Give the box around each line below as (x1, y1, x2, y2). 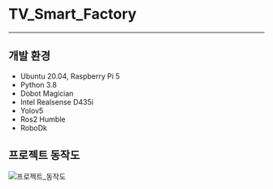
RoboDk (19, 122, 47, 132)
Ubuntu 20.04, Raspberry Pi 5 (19, 71, 120, 81)
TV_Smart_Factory (8, 5, 136, 24)
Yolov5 (19, 105, 44, 115)
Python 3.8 (19, 79, 57, 89)
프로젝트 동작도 (8, 148, 80, 162)
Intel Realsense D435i (19, 97, 93, 106)
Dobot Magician (19, 88, 74, 98)
